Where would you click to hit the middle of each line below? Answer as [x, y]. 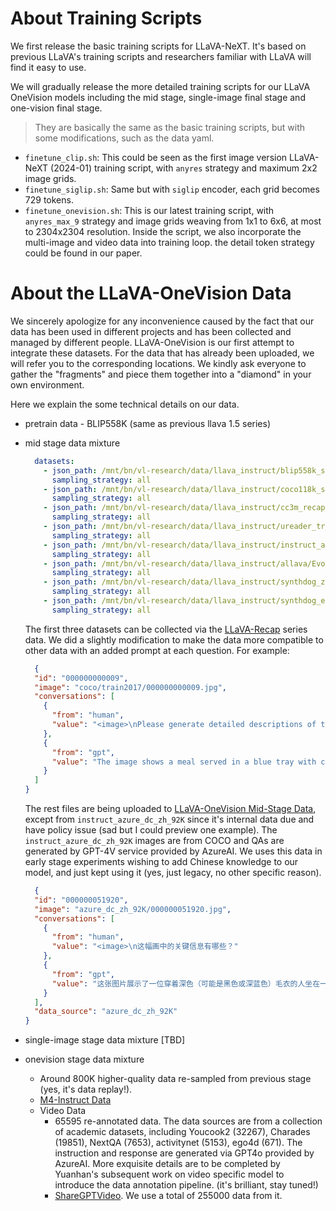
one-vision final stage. [56, 108]
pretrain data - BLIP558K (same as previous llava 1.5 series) [148, 423]
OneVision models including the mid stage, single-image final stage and [158, 97]
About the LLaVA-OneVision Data [151, 293]
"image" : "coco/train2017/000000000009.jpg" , [131, 687]
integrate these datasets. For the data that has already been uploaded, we [162, 353]
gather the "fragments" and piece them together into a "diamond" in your [161, 374]
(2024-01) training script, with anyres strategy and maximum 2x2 [184, 168]
